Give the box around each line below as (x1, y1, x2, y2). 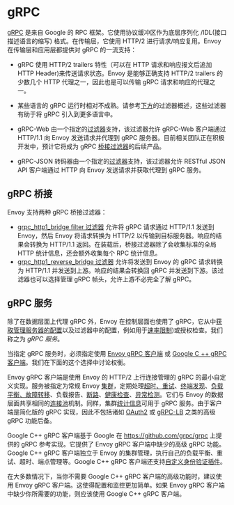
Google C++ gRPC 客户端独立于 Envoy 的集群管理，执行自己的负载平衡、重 (7, 449, 223, 457)
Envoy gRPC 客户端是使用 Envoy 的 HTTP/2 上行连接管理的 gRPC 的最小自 (7, 373, 221, 381)
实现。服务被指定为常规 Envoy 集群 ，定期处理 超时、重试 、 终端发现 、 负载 (13, 381, 224, 390)
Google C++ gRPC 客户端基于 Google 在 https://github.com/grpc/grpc (7, 431, 209, 440)
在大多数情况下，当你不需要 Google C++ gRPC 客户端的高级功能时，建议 (7, 472, 216, 481)
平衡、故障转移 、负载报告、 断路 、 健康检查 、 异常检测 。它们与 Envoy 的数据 (7, 390, 224, 398)
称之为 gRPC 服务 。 (7, 334, 64, 343)
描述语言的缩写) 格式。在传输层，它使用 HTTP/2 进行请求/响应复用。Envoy (7, 36, 221, 45)
